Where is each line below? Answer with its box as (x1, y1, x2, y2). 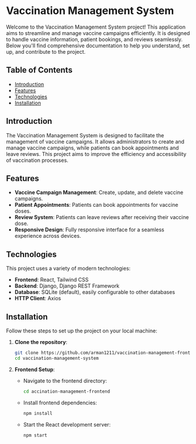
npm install (23, 410, 53, 416)
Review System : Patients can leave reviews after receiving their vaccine (14, 214, 189, 221)
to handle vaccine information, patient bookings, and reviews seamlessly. (6, 36, 183, 43)
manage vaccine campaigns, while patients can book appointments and (6, 144, 180, 151)
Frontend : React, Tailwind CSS (14, 276, 89, 283)
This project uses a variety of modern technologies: (6, 265, 130, 272)
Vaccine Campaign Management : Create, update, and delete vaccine (14, 189, 184, 196)
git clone (14, 350, 39, 356)
